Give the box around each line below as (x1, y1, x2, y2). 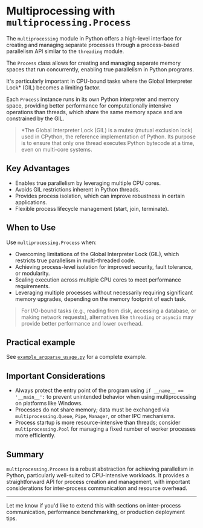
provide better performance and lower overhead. (21, 320, 143, 327)
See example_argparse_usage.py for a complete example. (6, 353, 147, 361)
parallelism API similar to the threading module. (6, 47, 124, 55)
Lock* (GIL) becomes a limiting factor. (6, 83, 101, 91)
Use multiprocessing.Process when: (6, 239, 97, 246)
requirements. (14, 282, 50, 289)
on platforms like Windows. (14, 400, 83, 407)
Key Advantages (6, 163, 70, 173)
